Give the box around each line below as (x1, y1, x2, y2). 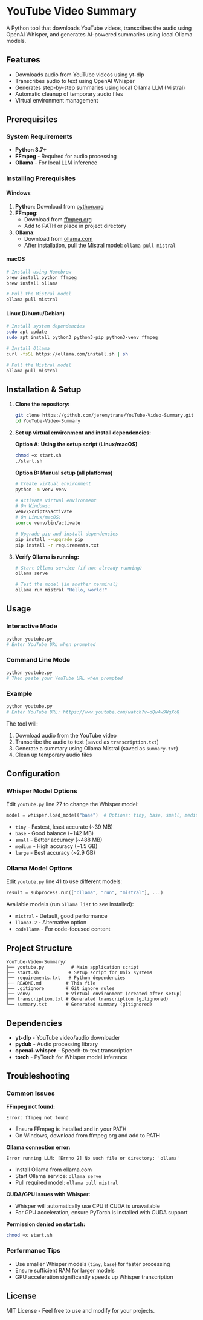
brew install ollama (6, 280, 59, 286)
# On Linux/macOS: (14, 514, 62, 520)
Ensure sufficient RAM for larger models (14, 1267, 115, 1274)
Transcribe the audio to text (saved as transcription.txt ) (14, 738, 159, 746)
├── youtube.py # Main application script (6, 965, 139, 971)
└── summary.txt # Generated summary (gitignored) (6, 1002, 153, 1008)
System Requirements (6, 132, 73, 141)
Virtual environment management (14, 96, 98, 104)
